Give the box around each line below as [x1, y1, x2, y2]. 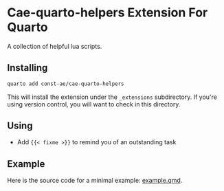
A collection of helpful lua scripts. [7, 42, 102, 50]
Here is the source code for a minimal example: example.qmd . [7, 177, 183, 185]
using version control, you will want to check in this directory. [7, 100, 181, 108]
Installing [7, 62, 48, 74]
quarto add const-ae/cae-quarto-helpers [7, 80, 125, 87]
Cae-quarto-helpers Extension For [7, 5, 208, 21]
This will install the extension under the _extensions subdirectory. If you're [7, 93, 218, 101]
